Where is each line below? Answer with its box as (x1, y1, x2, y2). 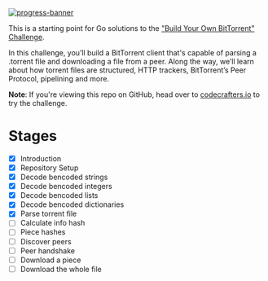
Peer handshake (20, 245, 76, 256)
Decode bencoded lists (20, 191, 99, 200)
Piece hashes (20, 227, 66, 237)
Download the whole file (20, 264, 102, 274)
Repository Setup (20, 163, 79, 173)
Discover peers (20, 236, 72, 246)
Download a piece (20, 255, 81, 265)
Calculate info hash (20, 218, 86, 228)
